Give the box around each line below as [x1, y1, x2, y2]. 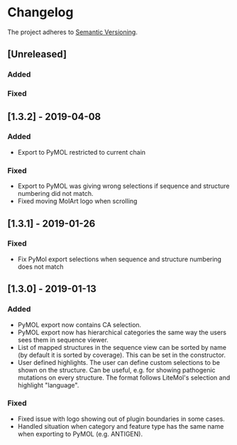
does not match [17, 262, 64, 270]
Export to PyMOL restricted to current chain [17, 148, 146, 156]
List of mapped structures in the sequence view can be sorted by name [17, 343, 227, 351]
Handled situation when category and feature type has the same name [17, 422, 224, 430]
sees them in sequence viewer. [17, 335, 109, 344]
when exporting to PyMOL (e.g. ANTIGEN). [17, 429, 143, 438]
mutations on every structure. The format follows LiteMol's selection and [17, 373, 231, 382]
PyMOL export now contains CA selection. [17, 320, 142, 329]
